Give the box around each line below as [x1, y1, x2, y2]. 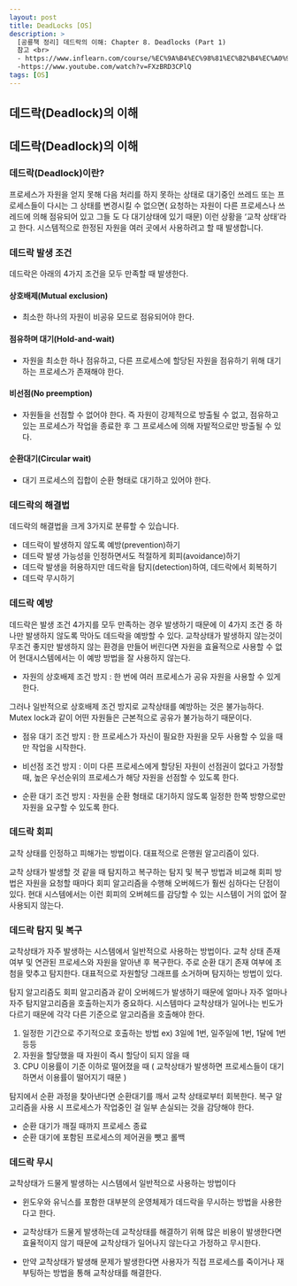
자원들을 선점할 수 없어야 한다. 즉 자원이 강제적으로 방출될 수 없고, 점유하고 [21, 409, 279, 420]
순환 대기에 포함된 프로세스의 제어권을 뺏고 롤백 [21, 1132, 186, 1143]
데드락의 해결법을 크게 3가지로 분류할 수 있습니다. [9, 521, 179, 531]
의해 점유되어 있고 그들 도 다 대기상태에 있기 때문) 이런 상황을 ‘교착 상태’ [32, 211, 280, 221]
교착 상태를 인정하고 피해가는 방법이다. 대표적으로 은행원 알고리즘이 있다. [9, 848, 259, 858]
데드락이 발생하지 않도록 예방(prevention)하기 [21, 539, 181, 550]
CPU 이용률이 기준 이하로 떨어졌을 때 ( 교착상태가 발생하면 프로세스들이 [21, 1061, 268, 1072]
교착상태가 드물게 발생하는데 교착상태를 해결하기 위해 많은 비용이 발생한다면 [21, 1227, 283, 1237]
